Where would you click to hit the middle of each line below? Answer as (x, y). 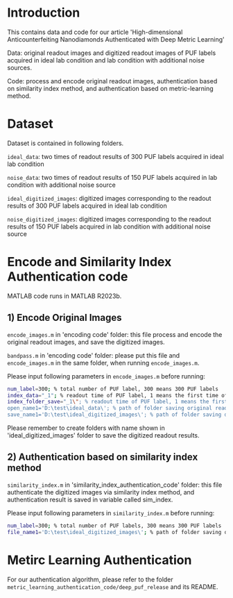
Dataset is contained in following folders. (66, 143)
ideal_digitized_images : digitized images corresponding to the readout (109, 198)
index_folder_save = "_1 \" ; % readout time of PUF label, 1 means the (108, 402)
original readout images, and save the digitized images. (86, 342)
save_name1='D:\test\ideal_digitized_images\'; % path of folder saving (114, 415)
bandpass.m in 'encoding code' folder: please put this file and (94, 355)
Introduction (44, 13)
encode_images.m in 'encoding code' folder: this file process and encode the (115, 334)
